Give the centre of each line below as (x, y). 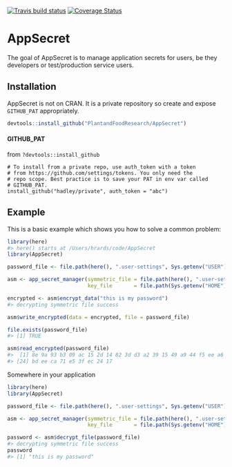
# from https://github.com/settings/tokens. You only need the (100, 173)
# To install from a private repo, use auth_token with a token (101, 167)
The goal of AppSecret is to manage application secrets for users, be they (112, 57)
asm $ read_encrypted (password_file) (58, 349)
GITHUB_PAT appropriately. (43, 111)
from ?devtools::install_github (54, 154)
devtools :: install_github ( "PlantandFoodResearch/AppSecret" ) (97, 123)
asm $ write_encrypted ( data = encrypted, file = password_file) (98, 317)
